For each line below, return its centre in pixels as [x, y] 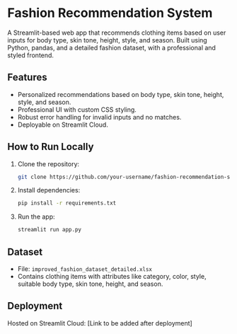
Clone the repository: [48, 163]
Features [27, 77]
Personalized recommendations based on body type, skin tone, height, [121, 94]
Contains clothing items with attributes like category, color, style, [112, 276]
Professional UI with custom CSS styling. [77, 109]
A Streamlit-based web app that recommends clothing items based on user [117, 33]
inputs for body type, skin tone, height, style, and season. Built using [107, 40]
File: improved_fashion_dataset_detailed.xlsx [85, 269]
